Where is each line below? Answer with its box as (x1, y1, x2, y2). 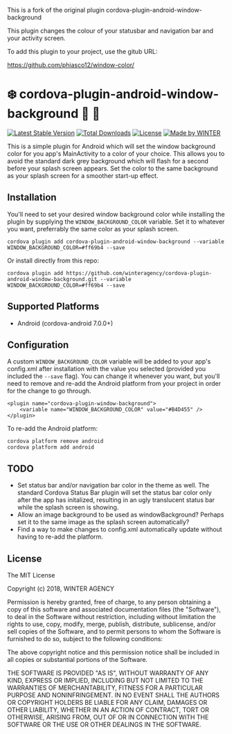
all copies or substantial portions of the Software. (7, 656, 148, 663)
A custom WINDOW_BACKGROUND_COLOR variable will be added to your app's (7, 357, 211, 366)
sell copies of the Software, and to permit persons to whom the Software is (7, 627, 222, 636)
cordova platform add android (7, 444, 95, 451)
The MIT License (7, 571, 55, 579)
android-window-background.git (7, 276, 98, 283)
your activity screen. (7, 34, 66, 42)
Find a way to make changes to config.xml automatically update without (17, 526, 223, 534)
